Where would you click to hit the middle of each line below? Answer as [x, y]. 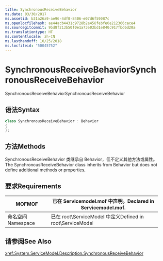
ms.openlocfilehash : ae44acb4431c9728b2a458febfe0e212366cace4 [70, 23]
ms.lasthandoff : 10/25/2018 [33, 41]
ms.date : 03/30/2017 [26, 14]
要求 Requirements [33, 187]
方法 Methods [25, 147]
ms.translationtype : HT [29, 32]
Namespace [21, 223]
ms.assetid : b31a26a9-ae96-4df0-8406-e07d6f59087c [57, 18]
